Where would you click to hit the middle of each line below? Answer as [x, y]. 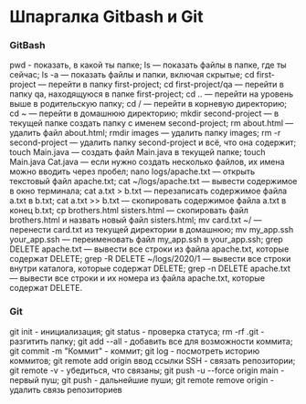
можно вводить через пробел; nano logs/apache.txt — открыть [132, 171]
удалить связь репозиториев [66, 389]
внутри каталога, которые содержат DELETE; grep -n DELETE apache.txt [150, 269]
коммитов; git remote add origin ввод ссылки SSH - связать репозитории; [153, 360]
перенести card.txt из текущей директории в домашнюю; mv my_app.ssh [152, 230]
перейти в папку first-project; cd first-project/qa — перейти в [167, 85]
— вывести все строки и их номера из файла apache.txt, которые [137, 278]
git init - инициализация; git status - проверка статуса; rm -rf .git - [137, 331]
